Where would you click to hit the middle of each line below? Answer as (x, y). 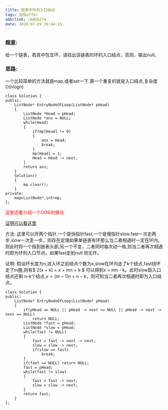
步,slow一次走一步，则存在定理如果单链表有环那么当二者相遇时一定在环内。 (84, 240)
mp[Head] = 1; (47, 153)
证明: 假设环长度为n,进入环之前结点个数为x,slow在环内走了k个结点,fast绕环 (83, 263)
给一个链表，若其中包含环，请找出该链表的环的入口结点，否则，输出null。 (82, 55)
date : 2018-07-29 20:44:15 (34, 24)
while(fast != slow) (45, 372)
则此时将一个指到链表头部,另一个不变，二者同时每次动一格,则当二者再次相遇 (84, 247)
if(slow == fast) (51, 350)
